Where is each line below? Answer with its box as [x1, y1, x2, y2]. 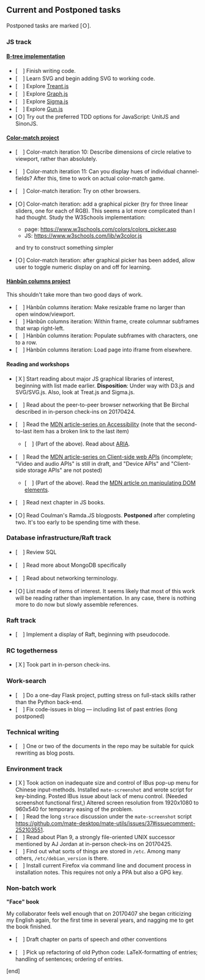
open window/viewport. [15, 310, 75, 318]
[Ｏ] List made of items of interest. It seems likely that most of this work [15, 587, 196, 594]
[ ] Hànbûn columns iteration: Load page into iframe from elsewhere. [15, 346, 192, 354]
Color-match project [6, 134, 59, 141]
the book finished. [6, 922, 52, 930]
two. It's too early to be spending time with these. [15, 518, 141, 526]
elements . [24, 486, 50, 493]
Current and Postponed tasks [6, 5, 121, 15]
